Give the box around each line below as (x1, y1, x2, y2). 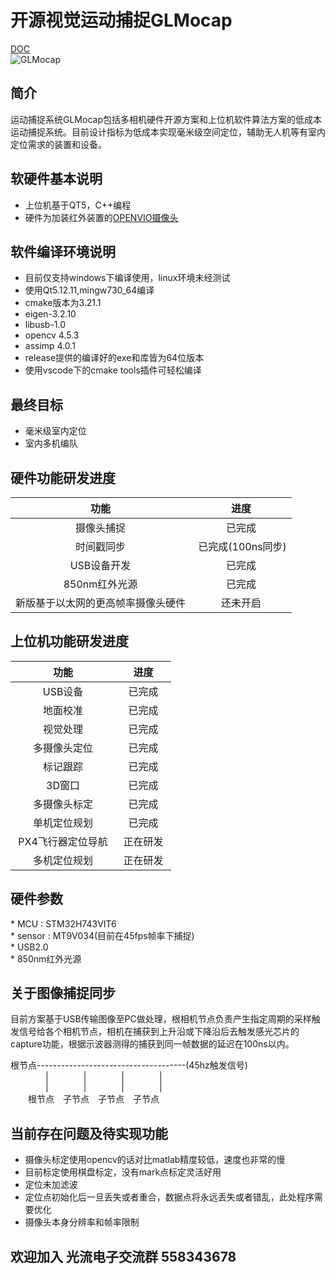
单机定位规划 (33, 816, 94, 830)
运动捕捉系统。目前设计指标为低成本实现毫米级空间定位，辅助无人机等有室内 (10, 126, 326, 138)
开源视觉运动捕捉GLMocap (10, 9, 233, 32)
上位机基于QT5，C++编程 (24, 199, 132, 211)
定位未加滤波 (24, 1179, 78, 1191)
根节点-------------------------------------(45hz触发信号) (10, 1059, 248, 1071)
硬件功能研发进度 (10, 469, 116, 486)
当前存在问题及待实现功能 (10, 1125, 168, 1142)
